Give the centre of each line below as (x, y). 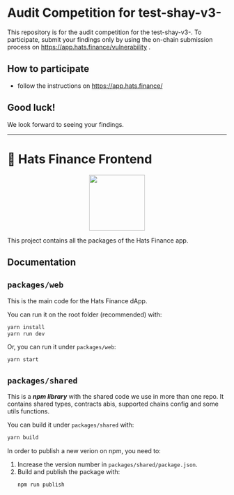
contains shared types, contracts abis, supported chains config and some (113, 404)
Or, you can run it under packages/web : (62, 347)
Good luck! (31, 108)
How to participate (48, 69)
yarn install (26, 327)
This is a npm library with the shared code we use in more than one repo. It (116, 397)
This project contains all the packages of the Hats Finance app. (98, 240)
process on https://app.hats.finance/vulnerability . (79, 47)
